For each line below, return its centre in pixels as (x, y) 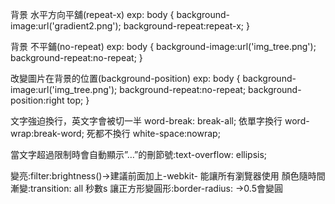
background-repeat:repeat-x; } (186, 26)
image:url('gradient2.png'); (66, 26)
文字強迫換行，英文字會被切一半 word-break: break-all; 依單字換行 (146, 121)
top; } (78, 100)
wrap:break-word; (47, 133)
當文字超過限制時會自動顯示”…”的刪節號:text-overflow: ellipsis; (139, 154)
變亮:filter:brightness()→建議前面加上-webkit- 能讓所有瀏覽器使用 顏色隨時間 (168, 176)
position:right (37, 100)
